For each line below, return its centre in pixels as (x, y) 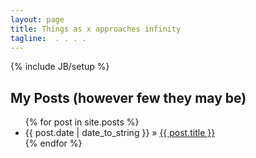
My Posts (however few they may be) (128, 97)
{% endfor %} (53, 143)
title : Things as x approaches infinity (96, 29)
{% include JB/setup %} (60, 67)
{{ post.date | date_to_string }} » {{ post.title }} (120, 133)
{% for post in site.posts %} (82, 122)
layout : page (37, 19)
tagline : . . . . (48, 38)
